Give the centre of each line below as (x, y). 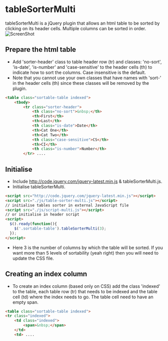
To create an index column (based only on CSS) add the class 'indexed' (86, 286)
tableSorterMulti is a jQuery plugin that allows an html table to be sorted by (82, 23)
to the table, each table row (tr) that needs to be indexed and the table (85, 291)
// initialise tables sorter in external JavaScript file (67, 205)
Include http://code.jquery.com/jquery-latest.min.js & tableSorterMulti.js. (87, 181)
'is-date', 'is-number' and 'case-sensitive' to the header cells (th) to (82, 67)
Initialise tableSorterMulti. (39, 186)
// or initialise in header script (42, 214)
